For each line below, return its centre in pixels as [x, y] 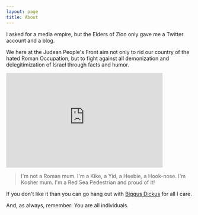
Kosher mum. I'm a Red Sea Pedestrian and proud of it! [88, 182]
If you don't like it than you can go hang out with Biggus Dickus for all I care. [99, 194]
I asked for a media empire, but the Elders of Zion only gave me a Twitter [95, 34]
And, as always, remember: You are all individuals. [68, 205]
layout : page [22, 12]
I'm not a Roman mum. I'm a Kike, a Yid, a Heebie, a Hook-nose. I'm [103, 176]
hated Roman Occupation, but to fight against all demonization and [88, 58]
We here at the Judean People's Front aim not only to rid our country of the [98, 52]
